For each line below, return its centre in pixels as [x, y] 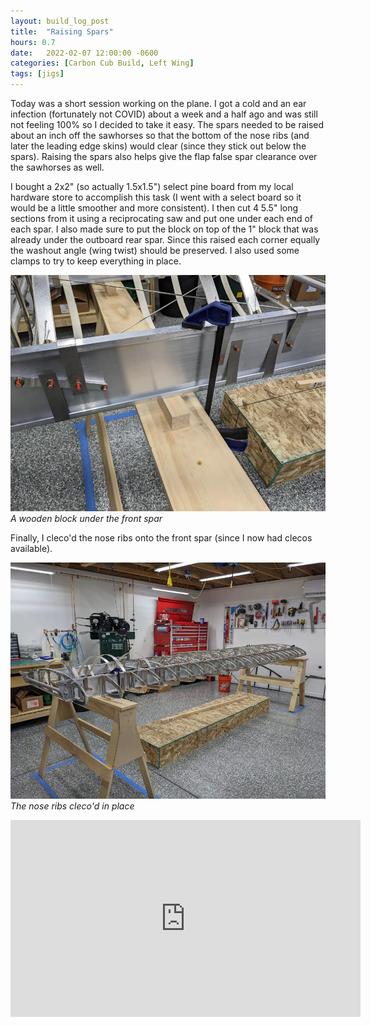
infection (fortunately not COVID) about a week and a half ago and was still [164, 114]
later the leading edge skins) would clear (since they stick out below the [158, 146]
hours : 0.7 [33, 42]
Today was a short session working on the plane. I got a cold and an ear [158, 103]
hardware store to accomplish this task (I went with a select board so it [156, 197]
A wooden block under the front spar [86, 518]
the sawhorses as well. [57, 167]
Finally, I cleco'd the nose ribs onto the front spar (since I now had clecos [161, 538]
